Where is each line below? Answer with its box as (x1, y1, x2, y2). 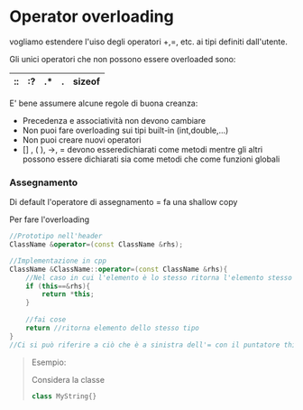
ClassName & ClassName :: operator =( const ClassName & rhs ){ (9, 265, 228, 274)
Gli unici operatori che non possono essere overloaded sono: (9, 53, 236, 64)
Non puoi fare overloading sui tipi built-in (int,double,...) (22, 125, 229, 135)
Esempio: (31, 357, 67, 368)
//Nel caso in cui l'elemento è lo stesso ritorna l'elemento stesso (25, 273, 293, 282)
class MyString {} (31, 391, 97, 401)
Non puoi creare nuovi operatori (22, 134, 142, 145)
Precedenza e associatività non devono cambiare (22, 115, 206, 126)
